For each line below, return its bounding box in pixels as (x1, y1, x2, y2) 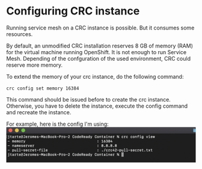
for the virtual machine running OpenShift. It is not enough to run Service (6, 48, 187, 55)
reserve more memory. (6, 61, 63, 69)
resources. (6, 30, 33, 37)
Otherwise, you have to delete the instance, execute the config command (6, 102, 188, 109)
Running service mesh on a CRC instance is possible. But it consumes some (6, 24, 195, 31)
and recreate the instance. (6, 108, 72, 115)
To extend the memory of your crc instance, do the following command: (6, 73, 184, 80)
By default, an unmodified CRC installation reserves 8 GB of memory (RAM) (6, 42, 194, 49)
